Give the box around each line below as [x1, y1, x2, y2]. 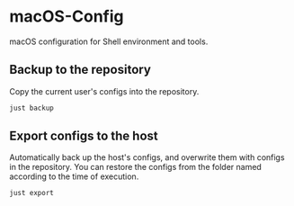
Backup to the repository [9, 62, 151, 77]
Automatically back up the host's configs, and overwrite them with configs [9, 152, 285, 163]
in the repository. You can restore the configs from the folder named [9, 162, 263, 173]
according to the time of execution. [9, 171, 139, 182]
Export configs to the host [9, 129, 159, 144]
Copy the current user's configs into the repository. [9, 85, 200, 96]
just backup [9, 103, 54, 112]
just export [9, 189, 54, 198]
